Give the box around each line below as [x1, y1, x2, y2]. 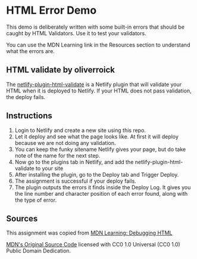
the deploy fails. [6, 93, 46, 100]
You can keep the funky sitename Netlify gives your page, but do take [14, 146, 186, 153]
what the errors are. [6, 47, 55, 54]
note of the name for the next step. [14, 152, 101, 159]
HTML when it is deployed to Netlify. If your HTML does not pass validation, [6, 87, 192, 94]
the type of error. [14, 196, 57, 203]
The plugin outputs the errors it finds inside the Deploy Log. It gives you [14, 183, 191, 191]
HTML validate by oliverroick [6, 65, 115, 75]
